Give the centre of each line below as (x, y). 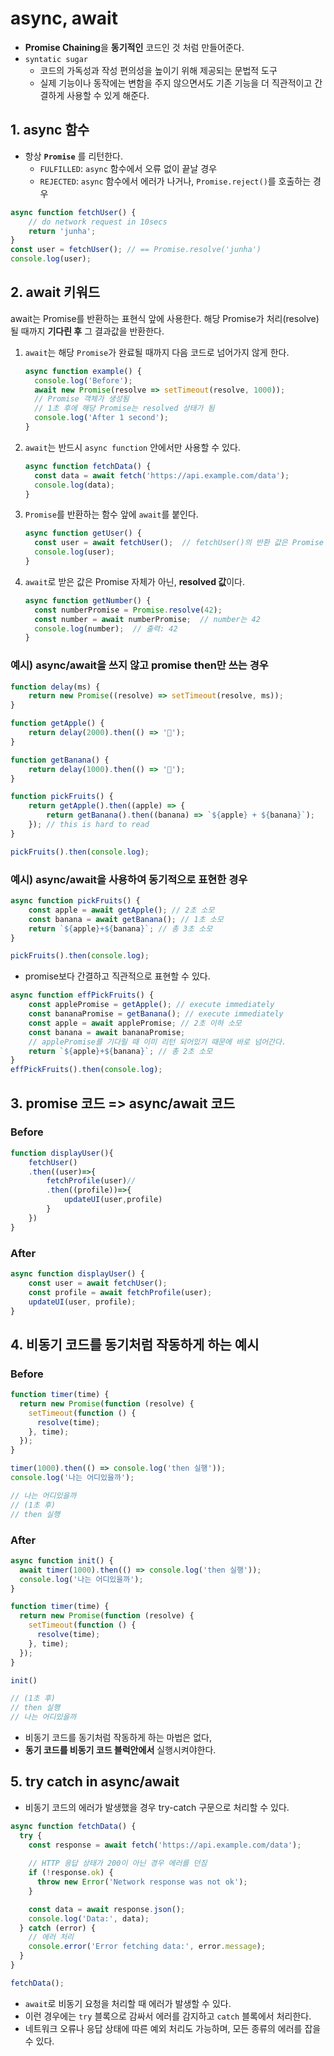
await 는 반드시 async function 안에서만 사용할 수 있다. (132, 447)
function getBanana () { (60, 760)
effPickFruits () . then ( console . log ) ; (86, 1070)
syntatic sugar (56, 59)
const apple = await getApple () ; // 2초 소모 (121, 910)
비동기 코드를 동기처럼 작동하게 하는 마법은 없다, (118, 1737)
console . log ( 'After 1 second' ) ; (101, 418)
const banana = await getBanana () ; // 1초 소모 (126, 919)
